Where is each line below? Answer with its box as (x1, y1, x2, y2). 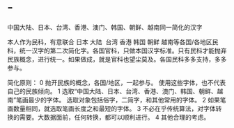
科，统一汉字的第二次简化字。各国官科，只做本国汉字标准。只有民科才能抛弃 (7, 46, 227, 55)
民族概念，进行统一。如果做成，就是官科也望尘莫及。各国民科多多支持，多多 (7, 55, 227, 63)
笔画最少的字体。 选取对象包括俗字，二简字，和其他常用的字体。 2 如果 (16, 95, 221, 104)
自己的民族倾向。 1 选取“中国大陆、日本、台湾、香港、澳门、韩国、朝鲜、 (7, 86, 217, 95)
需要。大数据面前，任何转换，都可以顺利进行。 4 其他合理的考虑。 (19, 113, 210, 121)
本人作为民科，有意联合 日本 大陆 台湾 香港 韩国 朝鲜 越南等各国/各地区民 (7, 37, 219, 46)
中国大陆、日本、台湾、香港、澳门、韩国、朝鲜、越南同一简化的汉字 (7, 23, 203, 31)
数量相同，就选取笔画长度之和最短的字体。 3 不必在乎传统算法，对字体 (13, 104, 216, 113)
